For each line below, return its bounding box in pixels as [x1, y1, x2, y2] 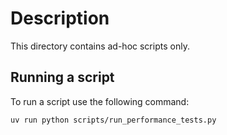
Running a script [10, 69, 115, 86]
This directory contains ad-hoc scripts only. [10, 40, 190, 52]
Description [10, 7, 110, 30]
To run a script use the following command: [10, 95, 190, 107]
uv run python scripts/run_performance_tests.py [10, 115, 217, 125]
